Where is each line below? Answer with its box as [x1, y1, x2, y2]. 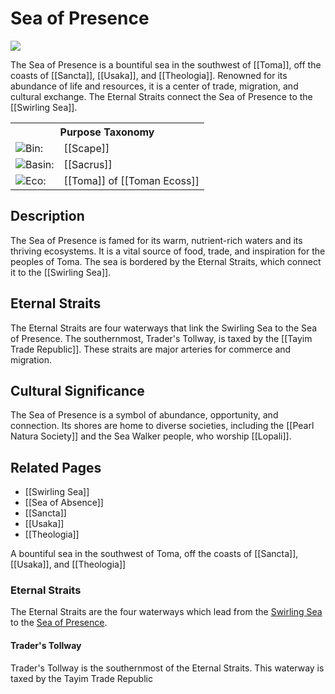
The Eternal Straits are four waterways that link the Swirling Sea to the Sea [10, 322, 318, 334]
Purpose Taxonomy [59, 125, 155, 139]
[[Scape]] [63, 141, 110, 155]
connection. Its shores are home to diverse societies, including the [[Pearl [10, 420, 315, 432]
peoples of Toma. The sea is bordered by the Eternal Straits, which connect [10, 255, 322, 267]
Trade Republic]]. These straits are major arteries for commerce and [10, 343, 292, 355]
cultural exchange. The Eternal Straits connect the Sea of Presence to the [10, 90, 313, 102]
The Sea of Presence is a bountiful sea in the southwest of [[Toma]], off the [10, 58, 322, 71]
